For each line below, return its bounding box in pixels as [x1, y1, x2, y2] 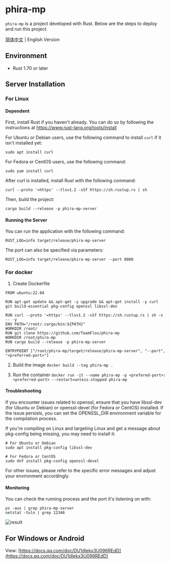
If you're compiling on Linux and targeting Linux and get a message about [5, 425, 161, 431]
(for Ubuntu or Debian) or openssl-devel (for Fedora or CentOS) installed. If [5, 404, 163, 410]
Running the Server [5, 217, 47, 223]
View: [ [5, 547, 20, 553]
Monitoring [5, 484, 30, 491]
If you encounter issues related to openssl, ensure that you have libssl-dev [5, 399, 162, 405]
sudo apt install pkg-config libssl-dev [5, 445, 93, 450]
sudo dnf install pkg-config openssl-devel [5, 458, 100, 463]
